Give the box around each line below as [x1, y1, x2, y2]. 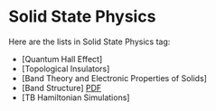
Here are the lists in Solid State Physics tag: [8, 36, 171, 47]
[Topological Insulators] [21, 63, 110, 74]
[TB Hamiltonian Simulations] [21, 92, 130, 103]
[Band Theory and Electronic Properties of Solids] [21, 72, 207, 83]
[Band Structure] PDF [21, 82, 102, 93]
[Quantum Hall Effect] [21, 53, 103, 64]
